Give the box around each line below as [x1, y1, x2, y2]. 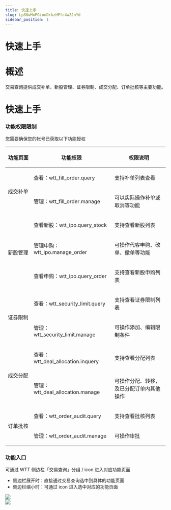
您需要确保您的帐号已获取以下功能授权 [5, 135, 85, 142]
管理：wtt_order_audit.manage [33, 432, 107, 439]
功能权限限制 [5, 123, 37, 130]
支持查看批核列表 [114, 412, 156, 420]
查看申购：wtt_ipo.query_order [33, 272, 107, 280]
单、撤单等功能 [114, 249, 151, 256]
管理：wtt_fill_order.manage [33, 198, 100, 205]
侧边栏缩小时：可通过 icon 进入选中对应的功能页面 [12, 484, 118, 490]
